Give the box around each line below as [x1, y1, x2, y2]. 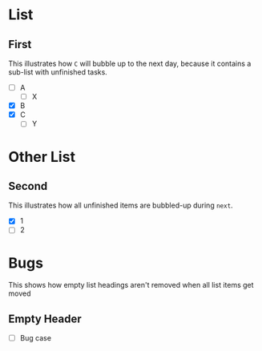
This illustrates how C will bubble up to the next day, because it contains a [8, 58, 252, 68]
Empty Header [8, 312, 82, 325]
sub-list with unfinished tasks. [8, 67, 108, 77]
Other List [8, 147, 76, 166]
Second [8, 179, 48, 193]
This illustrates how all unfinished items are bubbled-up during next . [8, 200, 234, 210]
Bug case [19, 333, 52, 343]
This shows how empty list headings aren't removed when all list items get [8, 280, 254, 290]
